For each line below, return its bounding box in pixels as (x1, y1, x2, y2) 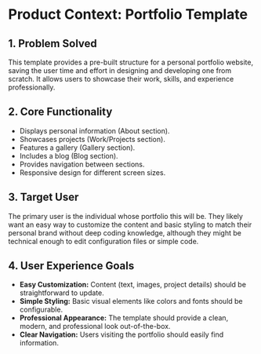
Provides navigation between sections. (19, 159, 145, 169)
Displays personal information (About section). (19, 126, 170, 135)
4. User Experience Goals (8, 259, 135, 272)
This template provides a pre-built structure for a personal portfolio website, (8, 57, 253, 67)
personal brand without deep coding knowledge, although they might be (8, 228, 241, 237)
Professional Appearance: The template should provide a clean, (19, 313, 229, 323)
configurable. (19, 305, 63, 315)
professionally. (8, 82, 56, 92)
